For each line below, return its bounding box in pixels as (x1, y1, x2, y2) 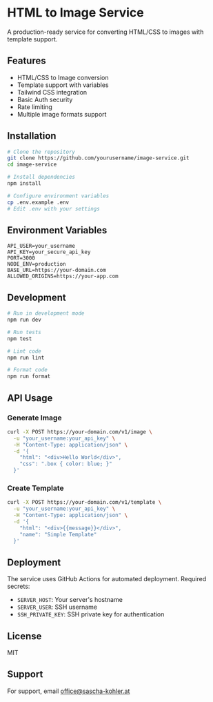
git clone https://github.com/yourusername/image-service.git (7, 155, 190, 162)
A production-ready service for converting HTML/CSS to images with (7, 28, 204, 36)
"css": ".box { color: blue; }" (19, 460, 112, 467)
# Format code (7, 367, 48, 373)
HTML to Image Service (7, 5, 144, 21)
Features (7, 55, 46, 67)
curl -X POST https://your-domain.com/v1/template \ (7, 499, 162, 506)
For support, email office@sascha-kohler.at (7, 687, 130, 695)
